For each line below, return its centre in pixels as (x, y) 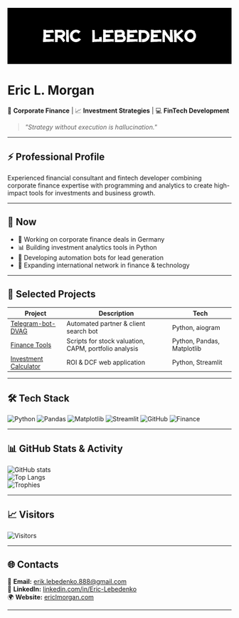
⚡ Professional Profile (56, 157)
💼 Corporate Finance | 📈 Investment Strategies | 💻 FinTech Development (118, 110)
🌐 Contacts (33, 564)
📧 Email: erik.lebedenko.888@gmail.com (67, 582)
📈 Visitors (31, 515)
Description (116, 313)
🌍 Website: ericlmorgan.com (51, 597)
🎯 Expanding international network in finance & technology (103, 265)
